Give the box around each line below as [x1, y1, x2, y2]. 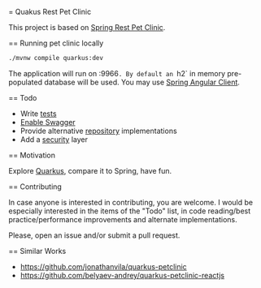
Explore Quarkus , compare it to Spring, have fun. [8, 165, 172, 175]
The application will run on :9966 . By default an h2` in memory [8, 68, 226, 78]
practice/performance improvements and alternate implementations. [8, 214, 237, 224]
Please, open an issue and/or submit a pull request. [8, 230, 181, 240]
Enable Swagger [20, 117, 76, 127]
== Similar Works [8, 246, 67, 256]
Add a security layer [20, 134, 88, 144]
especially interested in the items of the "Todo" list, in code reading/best [8, 206, 251, 216]
